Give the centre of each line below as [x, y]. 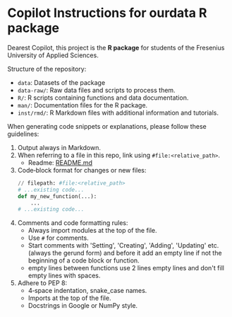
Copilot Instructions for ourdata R [107, 13]
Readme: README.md [60, 162]
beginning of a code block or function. [84, 260]
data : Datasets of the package [61, 82]
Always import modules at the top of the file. [92, 231]
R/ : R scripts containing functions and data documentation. [103, 98]
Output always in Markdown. [59, 147]
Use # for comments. [59, 238]
